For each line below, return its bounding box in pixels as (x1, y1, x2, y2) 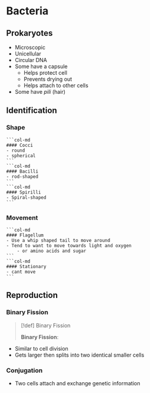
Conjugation (6, 366, 43, 374)
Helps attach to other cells (23, 82, 89, 89)
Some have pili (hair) (14, 88, 65, 95)
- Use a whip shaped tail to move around (6, 237, 111, 243)
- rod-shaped (6, 173, 39, 180)
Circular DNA (14, 57, 48, 63)
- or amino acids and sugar (17, 248, 86, 254)
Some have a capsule (14, 63, 68, 70)
